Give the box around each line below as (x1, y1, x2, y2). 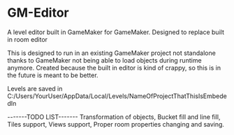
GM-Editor (7, 5, 69, 21)
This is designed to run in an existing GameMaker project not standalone (7, 49, 217, 57)
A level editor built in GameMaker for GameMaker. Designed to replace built (7, 28, 225, 36)
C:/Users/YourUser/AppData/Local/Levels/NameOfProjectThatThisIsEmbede (7, 92, 227, 100)
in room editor (7, 35, 47, 43)
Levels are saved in (7, 84, 63, 93)
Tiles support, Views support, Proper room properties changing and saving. (7, 120, 225, 128)
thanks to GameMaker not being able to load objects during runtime (7, 56, 202, 64)
